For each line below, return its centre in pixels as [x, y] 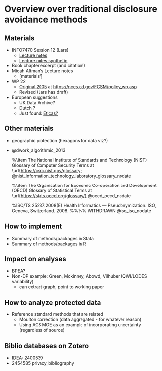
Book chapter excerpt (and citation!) [49, 66]
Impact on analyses [35, 259]
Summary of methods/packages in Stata [53, 238]
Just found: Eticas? [39, 113]
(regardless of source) [42, 330]
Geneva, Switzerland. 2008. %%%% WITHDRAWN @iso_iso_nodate [81, 211]
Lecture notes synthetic [43, 60]
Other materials [29, 129]
